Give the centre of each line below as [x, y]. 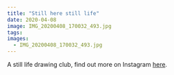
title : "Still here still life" [53, 13]
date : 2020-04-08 [32, 20]
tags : [15, 32]
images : [18, 39]
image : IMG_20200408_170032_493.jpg [59, 26]
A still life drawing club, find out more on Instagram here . [87, 64]
